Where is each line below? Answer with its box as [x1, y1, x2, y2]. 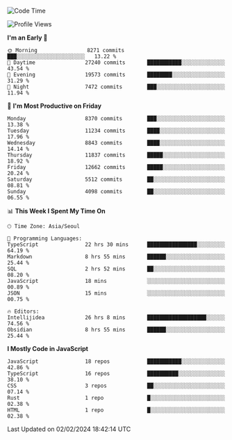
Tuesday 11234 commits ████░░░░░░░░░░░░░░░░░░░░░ [7, 127, 226, 134]
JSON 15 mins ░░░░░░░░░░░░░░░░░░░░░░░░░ [7, 290, 226, 297]
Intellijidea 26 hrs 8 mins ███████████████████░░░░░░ [7, 314, 226, 321]
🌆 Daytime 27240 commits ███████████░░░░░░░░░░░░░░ [7, 59, 226, 66]
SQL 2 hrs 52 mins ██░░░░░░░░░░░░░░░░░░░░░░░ [7, 266, 226, 272]
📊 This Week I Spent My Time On [7, 207, 106, 215]
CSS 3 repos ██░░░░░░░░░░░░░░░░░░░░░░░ [7, 382, 226, 389]
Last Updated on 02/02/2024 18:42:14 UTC [7, 425, 131, 433]
